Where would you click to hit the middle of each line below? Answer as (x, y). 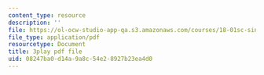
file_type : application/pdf (54, 37)
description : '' (35, 23)
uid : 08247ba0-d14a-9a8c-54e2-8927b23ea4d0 (81, 59)
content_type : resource (47, 15)
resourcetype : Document (47, 45)
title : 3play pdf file (45, 52)
